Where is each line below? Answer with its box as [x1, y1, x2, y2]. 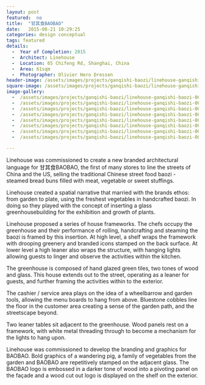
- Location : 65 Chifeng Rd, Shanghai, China [12, 60, 130, 66]
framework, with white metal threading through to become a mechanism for [6, 327, 196, 334]
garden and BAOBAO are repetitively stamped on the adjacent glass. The [6, 359, 189, 366]
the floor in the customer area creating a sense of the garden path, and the [6, 302, 195, 310]
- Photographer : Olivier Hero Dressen [12, 72, 113, 78]
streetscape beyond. [6, 308, 59, 316]
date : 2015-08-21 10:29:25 [6, 26, 81, 32]
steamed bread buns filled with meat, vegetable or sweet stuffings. [6, 177, 175, 184]
